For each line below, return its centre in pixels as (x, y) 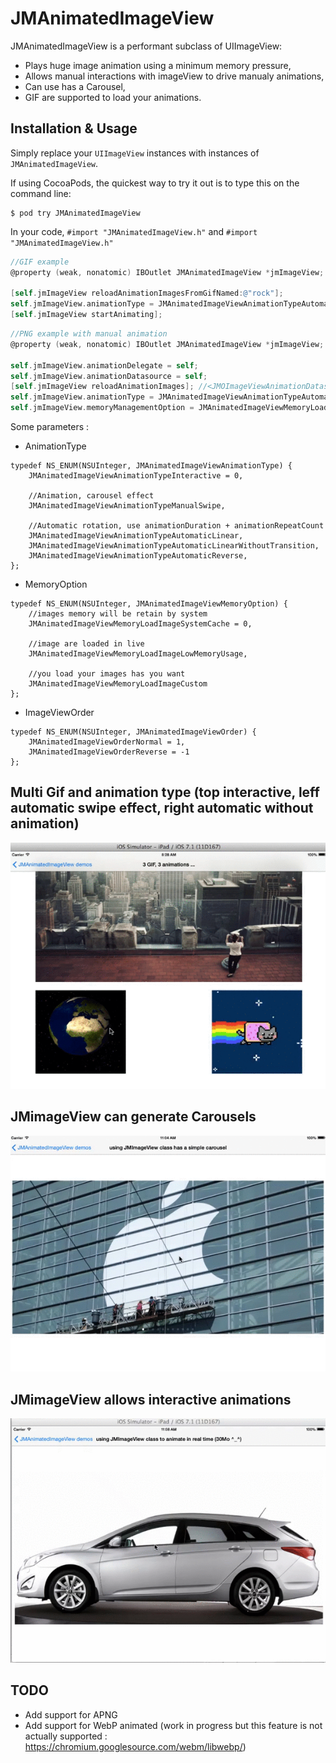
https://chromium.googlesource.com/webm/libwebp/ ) (135, 1746)
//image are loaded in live (86, 644)
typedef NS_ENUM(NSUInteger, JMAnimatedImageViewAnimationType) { (151, 466)
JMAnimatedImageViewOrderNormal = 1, (107, 742)
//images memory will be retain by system (118, 614)
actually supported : (66, 1736)
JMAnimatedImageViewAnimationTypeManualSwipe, (127, 506)
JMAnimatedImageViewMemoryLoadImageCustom (118, 684)
